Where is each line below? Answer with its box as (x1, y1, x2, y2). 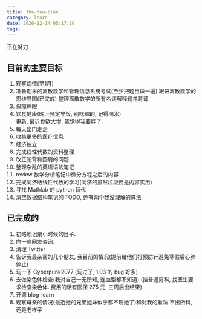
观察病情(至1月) (15, 80, 54, 87)
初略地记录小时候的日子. (15, 230, 76, 237)
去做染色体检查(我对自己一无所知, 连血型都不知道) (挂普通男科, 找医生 (15, 275, 188, 283)
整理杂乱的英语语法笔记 (15, 163, 74, 170)
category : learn (7, 15, 48, 21)
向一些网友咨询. (15, 238, 55, 245)
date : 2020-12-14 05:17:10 (7, 20, 75, 26)
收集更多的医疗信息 (15, 133, 64, 140)
